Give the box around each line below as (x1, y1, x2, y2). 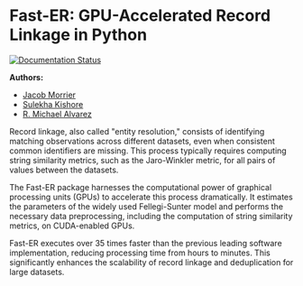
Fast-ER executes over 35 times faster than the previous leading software (9, 237, 282, 248)
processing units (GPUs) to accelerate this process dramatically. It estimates (9, 191, 293, 202)
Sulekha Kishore (22, 98, 84, 109)
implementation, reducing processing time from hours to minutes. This (9, 247, 271, 258)
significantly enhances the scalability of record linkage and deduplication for (9, 256, 294, 267)
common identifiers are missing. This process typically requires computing (9, 145, 287, 156)
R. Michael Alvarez (22, 108, 92, 119)
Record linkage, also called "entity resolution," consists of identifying (9, 125, 265, 136)
